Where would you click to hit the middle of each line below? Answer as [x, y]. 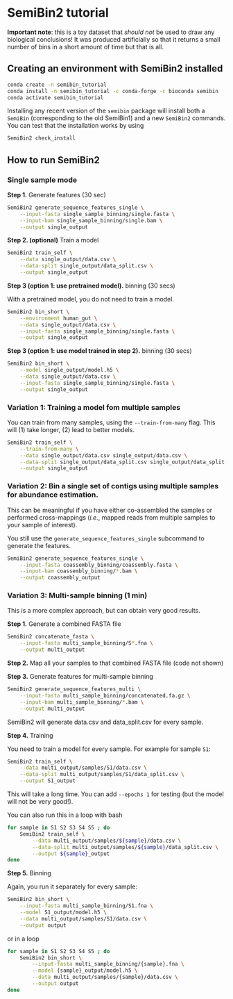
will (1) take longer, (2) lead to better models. [71, 429]
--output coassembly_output [60, 578]
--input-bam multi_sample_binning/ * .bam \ [82, 702]
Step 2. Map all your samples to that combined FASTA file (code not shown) [115, 663]
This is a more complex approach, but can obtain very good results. [104, 611]
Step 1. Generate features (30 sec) [57, 195]
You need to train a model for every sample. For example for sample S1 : [109, 749]
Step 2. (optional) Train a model [53, 240]
